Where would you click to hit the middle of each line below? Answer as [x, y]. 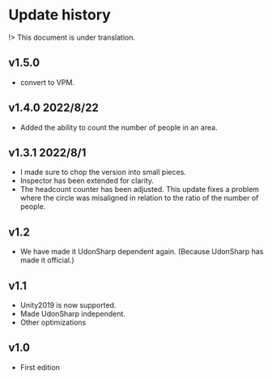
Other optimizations [53, 322]
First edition [40, 367]
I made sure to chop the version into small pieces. [103, 172]
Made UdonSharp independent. [72, 314]
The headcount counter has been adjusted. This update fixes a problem [140, 189]
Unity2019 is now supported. [68, 305]
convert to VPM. [47, 82]
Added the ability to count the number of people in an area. [119, 127]
